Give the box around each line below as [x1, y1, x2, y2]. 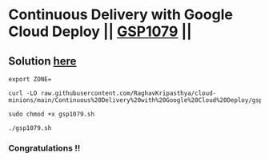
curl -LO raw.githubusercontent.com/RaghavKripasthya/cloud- [8, 89, 217, 97]
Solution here [8, 54, 77, 68]
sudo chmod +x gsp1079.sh [8, 110, 94, 118]
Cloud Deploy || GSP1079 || [8, 22, 192, 41]
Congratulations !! [8, 142, 81, 153]
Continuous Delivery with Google [8, 6, 234, 24]
